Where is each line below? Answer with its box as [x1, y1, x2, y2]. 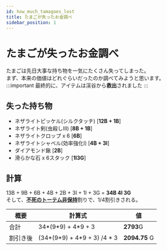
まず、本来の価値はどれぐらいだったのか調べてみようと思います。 [6, 75, 165, 82]
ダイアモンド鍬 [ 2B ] [14, 147, 63, 154]
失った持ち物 [6, 101, 53, 111]
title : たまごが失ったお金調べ [6, 14, 73, 20]
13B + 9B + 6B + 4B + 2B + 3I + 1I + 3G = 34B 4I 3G [6, 189, 131, 196]
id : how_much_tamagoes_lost [6, 8, 75, 15]
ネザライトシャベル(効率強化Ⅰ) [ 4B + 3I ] [14, 139, 110, 147]
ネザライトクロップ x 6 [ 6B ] [14, 132, 82, 139]
